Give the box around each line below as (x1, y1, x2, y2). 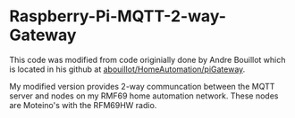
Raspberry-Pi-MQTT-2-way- (9, 6, 226, 27)
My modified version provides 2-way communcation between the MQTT (9, 81, 275, 91)
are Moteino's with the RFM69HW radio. (9, 99, 157, 110)
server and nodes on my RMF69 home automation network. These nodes (9, 90, 279, 101)
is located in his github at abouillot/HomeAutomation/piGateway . (9, 64, 246, 75)
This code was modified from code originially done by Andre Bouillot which (9, 54, 286, 65)
